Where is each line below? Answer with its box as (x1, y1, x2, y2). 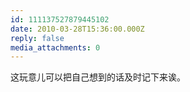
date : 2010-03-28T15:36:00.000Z (10, 24, 145, 34)
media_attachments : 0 (10, 42, 101, 53)
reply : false (10, 33, 65, 43)
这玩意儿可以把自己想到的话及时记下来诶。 (10, 71, 186, 83)
